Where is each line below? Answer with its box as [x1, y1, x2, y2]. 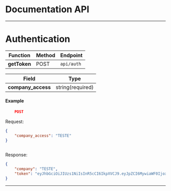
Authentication [5, 33, 70, 45]
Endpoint [60, 52, 83, 59]
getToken [8, 60, 32, 67]
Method [36, 52, 55, 59]
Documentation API [5, 4, 90, 15]
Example [5, 98, 24, 104]
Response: [5, 152, 28, 158]
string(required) [55, 83, 94, 90]
